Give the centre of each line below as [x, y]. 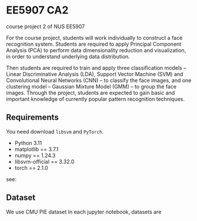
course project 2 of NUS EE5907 [46, 26]
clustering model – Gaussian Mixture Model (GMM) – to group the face [91, 86]
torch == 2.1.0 [31, 168]
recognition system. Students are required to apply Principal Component [94, 44]
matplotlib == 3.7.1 [36, 149]
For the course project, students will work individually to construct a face [94, 38]
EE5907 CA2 [37, 10]
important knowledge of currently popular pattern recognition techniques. [96, 99]
